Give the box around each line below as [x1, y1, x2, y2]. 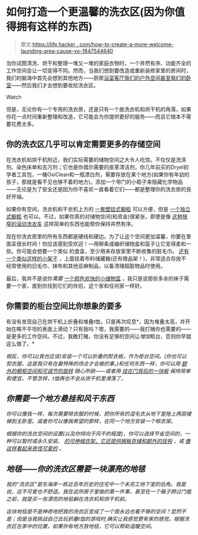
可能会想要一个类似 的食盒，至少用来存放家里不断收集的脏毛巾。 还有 [21, 247, 189, 254]
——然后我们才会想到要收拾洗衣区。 [11, 81, 99, 88]
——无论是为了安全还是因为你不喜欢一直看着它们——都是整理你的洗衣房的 [6, 185, 186, 192]
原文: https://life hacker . [20, 41, 78, 48]
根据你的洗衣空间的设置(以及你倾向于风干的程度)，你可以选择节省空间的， [6, 430, 185, 437]
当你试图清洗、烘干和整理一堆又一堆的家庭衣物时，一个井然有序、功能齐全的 [6, 60, 192, 67]
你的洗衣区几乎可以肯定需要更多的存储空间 [6, 139, 160, 149]
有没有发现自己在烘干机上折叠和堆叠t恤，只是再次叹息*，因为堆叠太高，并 [6, 318, 186, 325]
